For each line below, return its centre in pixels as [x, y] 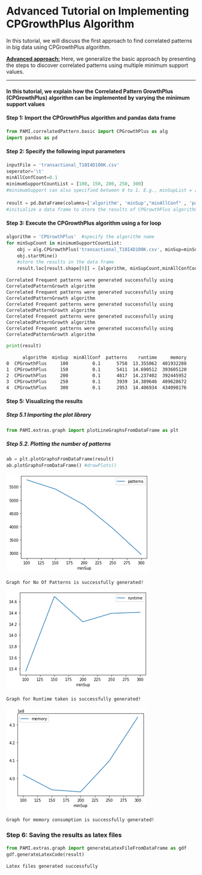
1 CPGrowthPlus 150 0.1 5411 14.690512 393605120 [96, 370]
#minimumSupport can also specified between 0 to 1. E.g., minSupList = [99, 191]
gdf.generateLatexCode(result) [45, 855]
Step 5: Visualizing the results [44, 401]
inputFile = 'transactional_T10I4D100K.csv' [63, 165]
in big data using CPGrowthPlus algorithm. [59, 47]
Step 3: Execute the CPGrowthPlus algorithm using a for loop [84, 223]
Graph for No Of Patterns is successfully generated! [75, 583]
